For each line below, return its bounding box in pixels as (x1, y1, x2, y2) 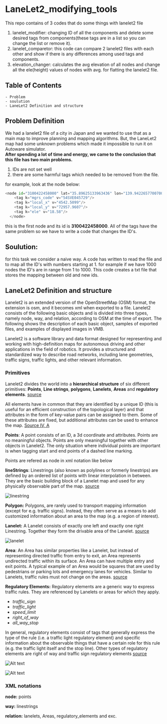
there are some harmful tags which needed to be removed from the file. (12, 171, 159, 178)
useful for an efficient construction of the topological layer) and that (5, 406, 144, 412)
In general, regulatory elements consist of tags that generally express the (5, 629, 155, 635)
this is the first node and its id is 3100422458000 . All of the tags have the (5, 223, 158, 229)
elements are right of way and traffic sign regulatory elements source (5, 650, 147, 657)
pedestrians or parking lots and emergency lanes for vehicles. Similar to (5, 568, 153, 574)
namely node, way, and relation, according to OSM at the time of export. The (5, 315, 162, 321)
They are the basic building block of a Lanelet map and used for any (5, 478, 145, 483)
